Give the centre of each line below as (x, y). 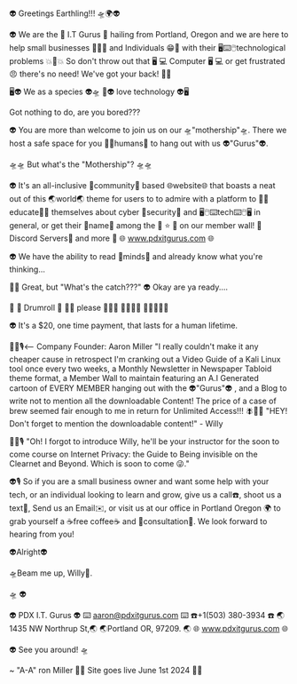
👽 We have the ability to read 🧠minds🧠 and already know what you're (136, 256)
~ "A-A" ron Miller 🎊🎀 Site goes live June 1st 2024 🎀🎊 (106, 670)
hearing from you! (42, 534)
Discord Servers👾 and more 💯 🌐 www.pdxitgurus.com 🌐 (112, 238)
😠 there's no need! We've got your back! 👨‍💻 (90, 74)
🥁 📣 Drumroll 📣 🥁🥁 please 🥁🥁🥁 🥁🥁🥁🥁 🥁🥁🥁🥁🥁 (89, 307)
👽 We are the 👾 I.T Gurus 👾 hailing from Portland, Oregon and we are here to (149, 34)
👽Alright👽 (28, 552)
